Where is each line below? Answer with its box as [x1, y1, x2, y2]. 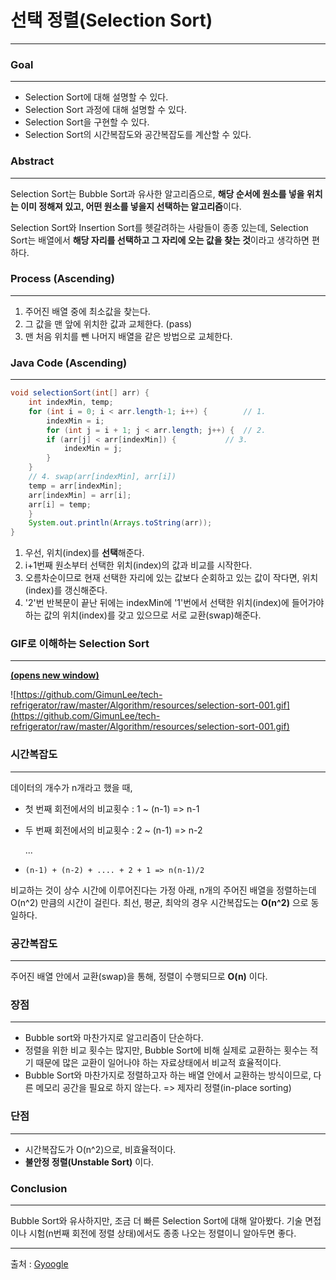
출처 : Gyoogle [10, 1257, 69, 1270]
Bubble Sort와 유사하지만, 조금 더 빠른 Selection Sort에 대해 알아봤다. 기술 [10, 1214, 303, 1226]
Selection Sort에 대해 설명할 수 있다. [24, 91, 169, 103]
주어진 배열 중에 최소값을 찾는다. [24, 305, 151, 317]
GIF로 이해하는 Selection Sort [10, 637, 150, 651]
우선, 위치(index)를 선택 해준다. [24, 547, 145, 559]
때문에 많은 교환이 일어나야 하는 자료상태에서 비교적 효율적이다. [35, 1057, 282, 1069]
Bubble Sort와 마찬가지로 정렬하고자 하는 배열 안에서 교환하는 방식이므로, [24, 1069, 312, 1081]
